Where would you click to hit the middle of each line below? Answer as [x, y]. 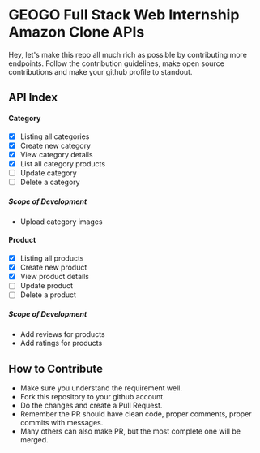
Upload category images [61, 222]
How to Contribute [56, 368]
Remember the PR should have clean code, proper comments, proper [136, 414]
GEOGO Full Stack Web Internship [124, 15]
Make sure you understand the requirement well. [101, 388]
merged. [34, 440]
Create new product [53, 267]
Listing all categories [55, 136]
